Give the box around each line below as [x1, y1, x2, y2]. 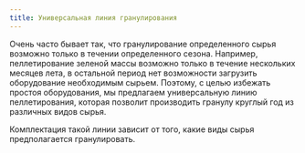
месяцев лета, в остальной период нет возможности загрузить [9, 67, 258, 78]
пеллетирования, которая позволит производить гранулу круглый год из [9, 97, 295, 107]
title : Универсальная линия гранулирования [9, 13, 178, 23]
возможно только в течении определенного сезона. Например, [9, 47, 258, 59]
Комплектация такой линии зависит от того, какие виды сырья [9, 124, 255, 135]
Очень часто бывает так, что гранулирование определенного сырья [9, 38, 277, 49]
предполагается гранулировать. [9, 133, 136, 144]
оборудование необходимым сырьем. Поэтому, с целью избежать [9, 76, 271, 87]
